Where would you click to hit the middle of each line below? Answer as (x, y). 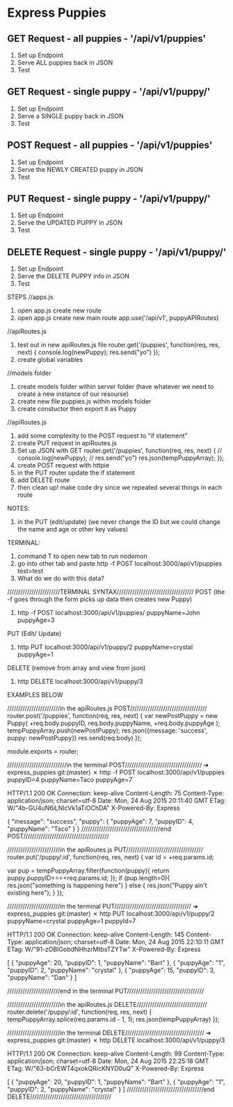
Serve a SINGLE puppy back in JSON (70, 116)
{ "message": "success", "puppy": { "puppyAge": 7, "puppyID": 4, (101, 822)
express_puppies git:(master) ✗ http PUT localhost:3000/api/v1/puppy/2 (111, 914)
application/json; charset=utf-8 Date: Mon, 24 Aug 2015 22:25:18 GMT (108, 1061)
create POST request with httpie (63, 465)
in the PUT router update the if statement (76, 473)
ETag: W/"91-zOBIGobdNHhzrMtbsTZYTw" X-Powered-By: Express (104, 949)
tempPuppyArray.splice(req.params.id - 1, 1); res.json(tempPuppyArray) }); (113, 1019)
